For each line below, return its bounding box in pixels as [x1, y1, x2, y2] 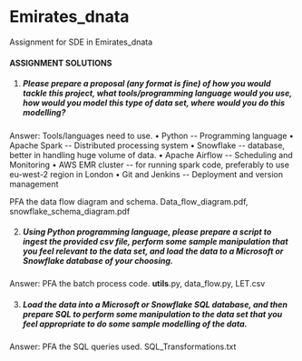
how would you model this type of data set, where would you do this [22, 97, 286, 108]
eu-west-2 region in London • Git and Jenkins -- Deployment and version [9, 168, 284, 179]
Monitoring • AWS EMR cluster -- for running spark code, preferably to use [9, 159, 290, 170]
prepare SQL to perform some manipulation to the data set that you [22, 309, 283, 320]
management [9, 178, 59, 189]
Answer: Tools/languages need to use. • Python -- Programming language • [9, 130, 295, 141]
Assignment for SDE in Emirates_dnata [9, 36, 153, 47]
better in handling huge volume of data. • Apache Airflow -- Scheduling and [9, 149, 293, 160]
